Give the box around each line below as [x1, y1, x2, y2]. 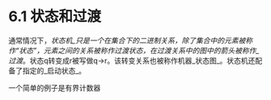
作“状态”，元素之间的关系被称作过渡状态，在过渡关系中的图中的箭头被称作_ [8, 45, 260, 55]
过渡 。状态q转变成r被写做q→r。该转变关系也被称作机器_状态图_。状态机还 [8, 56, 256, 65]
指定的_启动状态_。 [22, 65, 87, 75]
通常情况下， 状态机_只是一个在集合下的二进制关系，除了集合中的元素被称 [8, 35, 253, 45]
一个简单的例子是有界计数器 [8, 82, 101, 93]
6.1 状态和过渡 [8, 7, 101, 26]
